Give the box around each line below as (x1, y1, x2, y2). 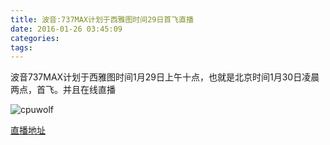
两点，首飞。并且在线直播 (10, 84, 116, 96)
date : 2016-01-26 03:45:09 (10, 24, 123, 34)
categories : (10, 33, 60, 43)
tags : (10, 42, 33, 53)
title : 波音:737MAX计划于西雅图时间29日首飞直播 (10, 14, 194, 25)
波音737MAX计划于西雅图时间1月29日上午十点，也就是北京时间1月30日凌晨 (10, 71, 320, 83)
